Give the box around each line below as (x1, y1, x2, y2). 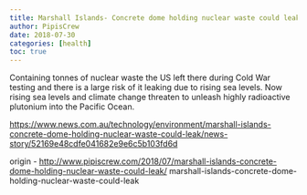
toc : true (9, 47, 48, 56)
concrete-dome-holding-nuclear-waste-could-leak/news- (9, 128, 228, 139)
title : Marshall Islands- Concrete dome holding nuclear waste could (9, 13, 281, 23)
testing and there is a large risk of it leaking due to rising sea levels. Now (9, 82, 283, 93)
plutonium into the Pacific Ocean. (9, 101, 135, 112)
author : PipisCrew (9, 22, 79, 31)
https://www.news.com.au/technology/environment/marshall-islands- (9, 119, 271, 130)
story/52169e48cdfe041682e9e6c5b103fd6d (9, 139, 178, 149)
